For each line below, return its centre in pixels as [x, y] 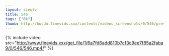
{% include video [23, 38]
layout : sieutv [21, 10]
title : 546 [17, 14]
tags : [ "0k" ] [19, 19]
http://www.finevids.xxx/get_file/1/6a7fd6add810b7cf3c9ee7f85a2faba [90, 43]
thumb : [12, 24]
